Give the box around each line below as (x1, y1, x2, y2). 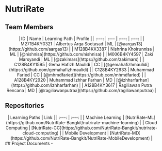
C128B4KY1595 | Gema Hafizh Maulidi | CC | (14, 62, 103, 67)
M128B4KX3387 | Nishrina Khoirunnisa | (74, 46, 155, 52)
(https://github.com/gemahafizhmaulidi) (9, 67, 89, 73)
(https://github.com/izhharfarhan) (11, 82, 79, 88)
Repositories (5, 101, 45, 110)
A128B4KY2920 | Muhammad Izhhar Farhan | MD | (14, 77, 115, 83)
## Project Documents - (5, 140, 53, 146)
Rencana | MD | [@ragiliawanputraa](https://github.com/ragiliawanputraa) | (6, 88, 157, 93)
